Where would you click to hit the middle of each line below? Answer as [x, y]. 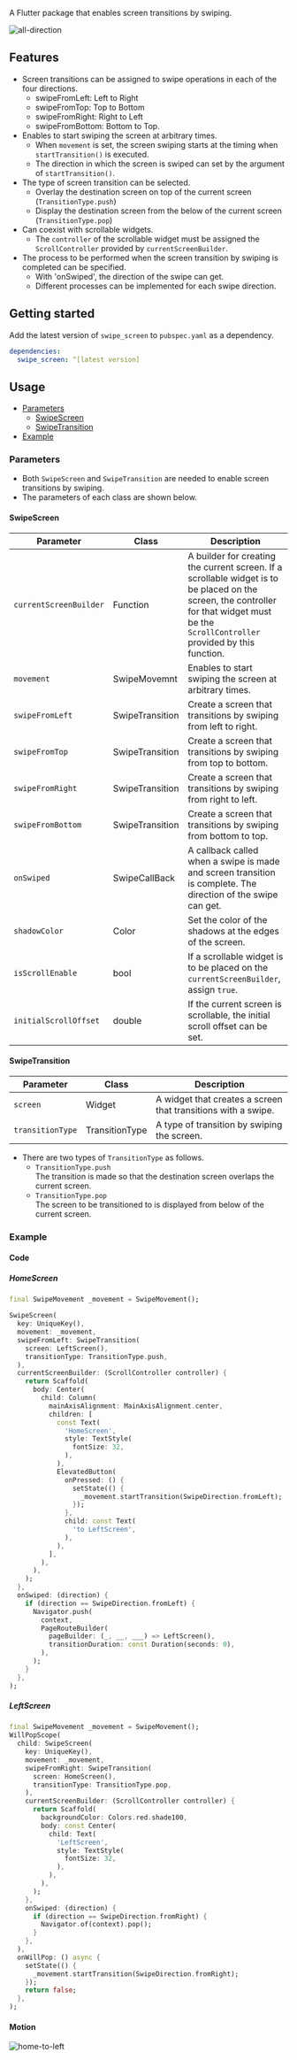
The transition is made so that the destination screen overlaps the [155, 1176]
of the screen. [217, 942]
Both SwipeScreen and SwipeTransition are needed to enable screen [145, 479]
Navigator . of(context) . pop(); [96, 1925]
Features [34, 58]
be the [201, 622]
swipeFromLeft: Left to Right [87, 97]
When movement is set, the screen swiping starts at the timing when [156, 144]
